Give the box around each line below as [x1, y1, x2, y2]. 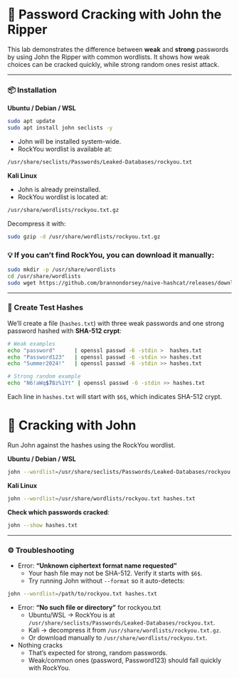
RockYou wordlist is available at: [17, 144, 112, 153]
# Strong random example [7, 373, 81, 380]
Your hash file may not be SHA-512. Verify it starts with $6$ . [28, 568, 203, 577]
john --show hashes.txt [7, 521, 78, 529]
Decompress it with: [7, 219, 66, 228]
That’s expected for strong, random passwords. [28, 648, 168, 657]
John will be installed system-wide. [17, 137, 122, 145]
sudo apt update [7, 117, 55, 125]
